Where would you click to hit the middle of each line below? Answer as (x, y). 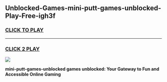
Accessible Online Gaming (33, 74)
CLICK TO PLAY (24, 30)
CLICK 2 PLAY (22, 49)
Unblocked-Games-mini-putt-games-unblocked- (83, 8)
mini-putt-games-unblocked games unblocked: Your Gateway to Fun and (82, 69)
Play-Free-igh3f (30, 16)
